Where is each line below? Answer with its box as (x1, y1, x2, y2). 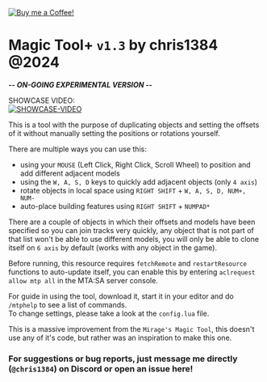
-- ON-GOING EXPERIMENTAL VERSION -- (8, 79, 153, 89)
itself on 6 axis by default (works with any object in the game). (8, 243, 218, 253)
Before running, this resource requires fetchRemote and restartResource (8, 258, 248, 268)
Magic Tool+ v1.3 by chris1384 (8, 36, 219, 54)
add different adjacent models (19, 168, 121, 178)
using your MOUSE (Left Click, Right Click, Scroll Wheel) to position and (19, 159, 252, 169)
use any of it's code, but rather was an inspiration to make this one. (8, 333, 232, 342)
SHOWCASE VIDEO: (8, 95, 75, 105)
